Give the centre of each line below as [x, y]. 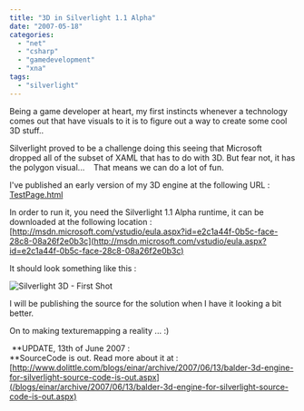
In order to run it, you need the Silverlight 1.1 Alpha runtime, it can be [137, 212]
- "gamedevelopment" [56, 60]
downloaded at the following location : [81, 221]
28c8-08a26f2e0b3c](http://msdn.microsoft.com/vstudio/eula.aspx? [138, 240]
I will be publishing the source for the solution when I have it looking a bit [146, 303]
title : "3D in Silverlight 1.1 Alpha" [83, 18]
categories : [32, 34]
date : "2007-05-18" [46, 26]
